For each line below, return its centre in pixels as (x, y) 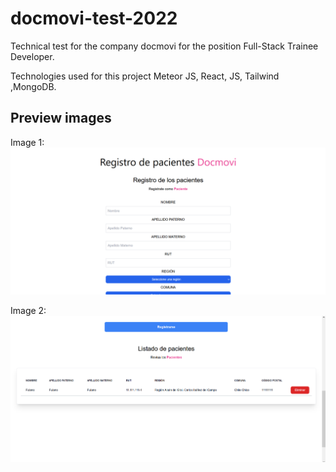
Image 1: (27, 142)
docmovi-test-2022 (94, 18)
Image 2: (28, 311)
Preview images (61, 118)
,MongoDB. (33, 86)
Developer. (32, 56)
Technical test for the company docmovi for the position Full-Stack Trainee (164, 46)
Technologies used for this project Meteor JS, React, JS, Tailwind (145, 76)
